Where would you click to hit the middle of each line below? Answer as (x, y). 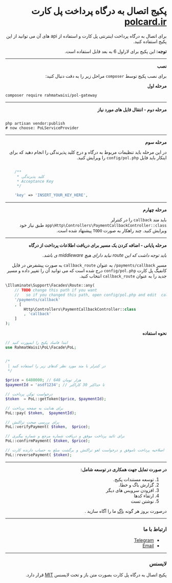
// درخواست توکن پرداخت (29, 394)
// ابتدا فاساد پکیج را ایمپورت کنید (37, 343)
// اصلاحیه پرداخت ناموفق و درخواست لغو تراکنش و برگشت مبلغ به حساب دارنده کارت (85, 450)
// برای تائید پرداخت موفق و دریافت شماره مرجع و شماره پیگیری (65, 436)
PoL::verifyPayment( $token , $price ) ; (48, 427)
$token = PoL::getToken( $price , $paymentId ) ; (56, 399)
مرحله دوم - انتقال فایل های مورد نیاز (132, 110)
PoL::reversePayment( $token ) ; (39, 455)
